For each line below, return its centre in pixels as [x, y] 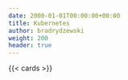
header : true [30, 46]
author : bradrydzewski [46, 30]
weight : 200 [28, 38]
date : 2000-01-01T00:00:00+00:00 [64, 16]
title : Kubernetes [39, 23]
